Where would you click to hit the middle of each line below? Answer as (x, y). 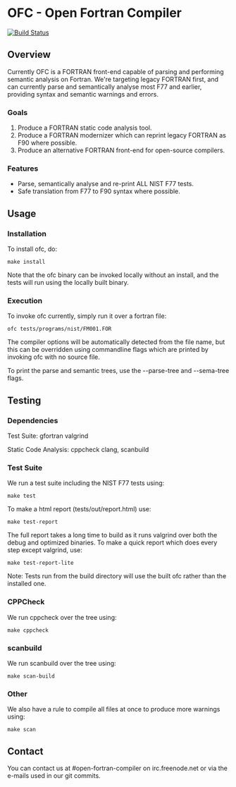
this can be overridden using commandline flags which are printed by (108, 350)
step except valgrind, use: (45, 550)
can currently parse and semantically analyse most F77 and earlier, (105, 87)
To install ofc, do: (32, 249)
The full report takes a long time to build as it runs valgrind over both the (112, 535)
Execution (25, 300)
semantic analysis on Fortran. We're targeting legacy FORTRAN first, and (113, 79)
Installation (27, 233)
